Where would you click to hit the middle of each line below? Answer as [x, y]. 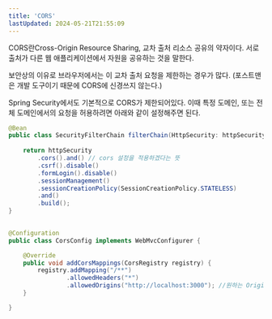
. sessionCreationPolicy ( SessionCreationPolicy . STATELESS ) [137, 188]
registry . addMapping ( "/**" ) [85, 270]
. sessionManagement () [74, 181]
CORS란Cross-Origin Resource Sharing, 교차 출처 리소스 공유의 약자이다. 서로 [134, 47]
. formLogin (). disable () [77, 173]
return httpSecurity [57, 151]
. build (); [54, 204]
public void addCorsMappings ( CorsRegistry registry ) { [117, 263]
